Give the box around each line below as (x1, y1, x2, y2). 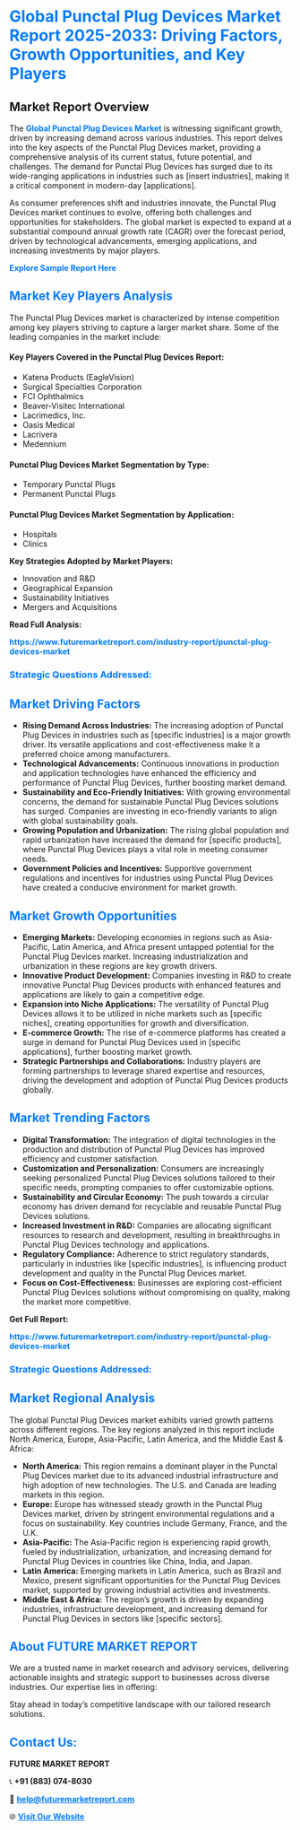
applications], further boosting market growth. (21, 1046, 193, 1057)
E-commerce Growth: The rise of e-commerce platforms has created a (21, 1027, 287, 1038)
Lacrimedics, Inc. (21, 410, 87, 421)
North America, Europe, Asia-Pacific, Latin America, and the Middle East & (9, 1433, 284, 1444)
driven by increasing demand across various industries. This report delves (9, 133, 284, 143)
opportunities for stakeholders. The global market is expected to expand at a (9, 217, 292, 227)
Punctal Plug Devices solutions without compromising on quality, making (21, 1286, 291, 1297)
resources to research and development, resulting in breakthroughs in (21, 1229, 280, 1240)
